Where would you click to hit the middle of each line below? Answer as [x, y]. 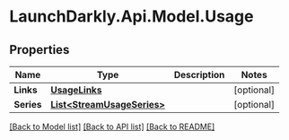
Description [199, 75]
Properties [39, 50]
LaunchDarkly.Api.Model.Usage [131, 17]
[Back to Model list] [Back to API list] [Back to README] [112, 127]
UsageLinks [76, 90]
